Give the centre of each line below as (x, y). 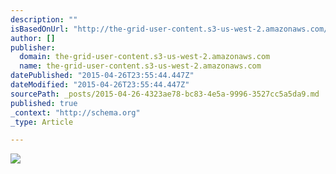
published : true (44, 103)
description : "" (44, 19)
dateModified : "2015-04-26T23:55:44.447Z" (100, 85)
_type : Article (42, 122)
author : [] (33, 38)
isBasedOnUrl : (40, 29)
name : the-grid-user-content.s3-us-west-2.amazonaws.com (140, 66)
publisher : (33, 47)
